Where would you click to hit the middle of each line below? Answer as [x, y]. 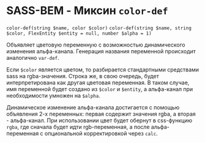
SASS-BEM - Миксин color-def [87, 11]
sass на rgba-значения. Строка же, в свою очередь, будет [83, 76]
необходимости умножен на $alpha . [54, 95]
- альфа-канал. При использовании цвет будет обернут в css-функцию [99, 120]
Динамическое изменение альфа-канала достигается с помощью [93, 107]
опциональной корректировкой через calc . [101, 133]
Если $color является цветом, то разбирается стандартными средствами [103, 69]
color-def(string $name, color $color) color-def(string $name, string [99, 28]
